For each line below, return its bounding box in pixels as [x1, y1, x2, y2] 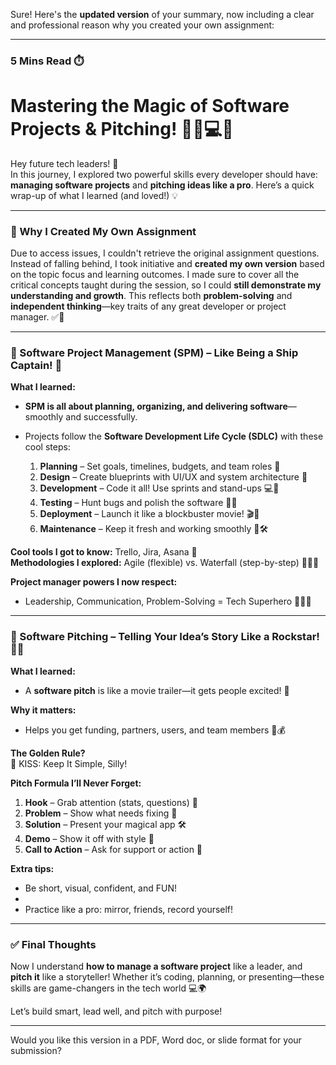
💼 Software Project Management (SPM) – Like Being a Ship [10, 346, 299, 360]
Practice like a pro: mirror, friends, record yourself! [24, 903, 234, 915]
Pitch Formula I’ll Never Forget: [10, 777, 142, 789]
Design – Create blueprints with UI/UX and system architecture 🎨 [39, 471, 308, 483]
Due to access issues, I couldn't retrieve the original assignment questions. [10, 247, 320, 259]
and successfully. [65, 411, 138, 423]
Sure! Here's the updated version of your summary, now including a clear [10, 9, 315, 20]
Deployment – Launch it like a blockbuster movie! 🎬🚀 [39, 508, 260, 520]
